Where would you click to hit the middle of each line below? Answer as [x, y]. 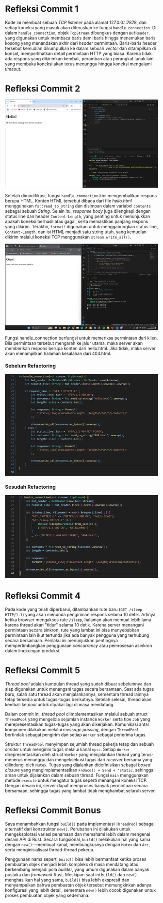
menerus [14, 760]
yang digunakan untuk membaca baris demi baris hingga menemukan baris [80, 38]
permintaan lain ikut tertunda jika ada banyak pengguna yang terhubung [77, 635]
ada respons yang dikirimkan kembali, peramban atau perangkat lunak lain [79, 58]
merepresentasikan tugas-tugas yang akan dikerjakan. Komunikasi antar [77, 724]
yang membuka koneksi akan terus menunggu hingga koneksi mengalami [78, 64]
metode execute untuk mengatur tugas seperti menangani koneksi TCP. [76, 780]
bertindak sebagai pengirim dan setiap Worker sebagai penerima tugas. [76, 735]
